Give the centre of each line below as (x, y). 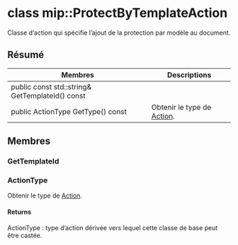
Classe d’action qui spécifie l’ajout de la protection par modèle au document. (119, 33)
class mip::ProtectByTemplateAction (118, 13)
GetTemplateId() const (49, 96)
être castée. (25, 235)
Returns (19, 212)
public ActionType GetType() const (69, 111)
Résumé (26, 55)
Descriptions (189, 74)
